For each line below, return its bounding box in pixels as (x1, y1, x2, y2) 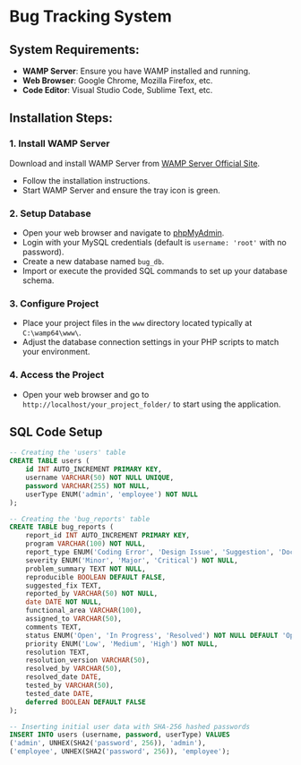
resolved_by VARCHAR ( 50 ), (25, 665, 123, 674)
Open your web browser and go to (21, 389, 150, 400)
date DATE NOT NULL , (25, 597, 102, 606)
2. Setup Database (9, 207, 91, 219)
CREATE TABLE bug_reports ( (9, 522, 115, 532)
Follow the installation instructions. (21, 175, 150, 185)
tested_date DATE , (25, 689, 94, 698)
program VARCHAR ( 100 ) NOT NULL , (25, 539, 146, 548)
